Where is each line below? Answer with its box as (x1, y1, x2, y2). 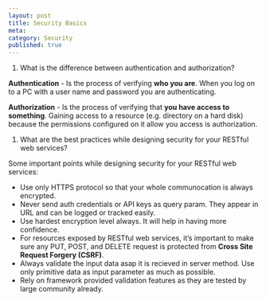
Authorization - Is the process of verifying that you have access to (8, 103, 230, 112)
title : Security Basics (8, 19, 88, 27)
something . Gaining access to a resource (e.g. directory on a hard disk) (8, 111, 244, 120)
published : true (8, 41, 62, 49)
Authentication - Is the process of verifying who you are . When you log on (8, 79, 256, 88)
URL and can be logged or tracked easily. (19, 208, 156, 217)
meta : (8, 26, 26, 34)
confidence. (19, 225, 60, 235)
